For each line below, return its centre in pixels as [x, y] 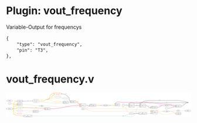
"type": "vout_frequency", [50, 44]
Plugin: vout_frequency [64, 11]
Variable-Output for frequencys [44, 27]
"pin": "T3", [33, 50]
